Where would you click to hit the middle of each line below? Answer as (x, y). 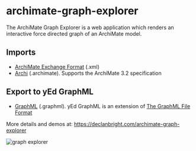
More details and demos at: (39, 124)
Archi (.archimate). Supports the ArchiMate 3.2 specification (88, 73)
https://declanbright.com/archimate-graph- (127, 124)
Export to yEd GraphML (50, 92)
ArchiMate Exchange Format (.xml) (57, 67)
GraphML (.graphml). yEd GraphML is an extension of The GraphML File (102, 106)
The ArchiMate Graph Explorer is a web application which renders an (90, 27)
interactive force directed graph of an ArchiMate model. (74, 33)
